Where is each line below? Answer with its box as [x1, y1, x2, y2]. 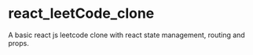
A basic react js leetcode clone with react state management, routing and [8, 30, 245, 40]
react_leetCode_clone [8, 5, 155, 22]
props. [8, 38, 29, 47]
